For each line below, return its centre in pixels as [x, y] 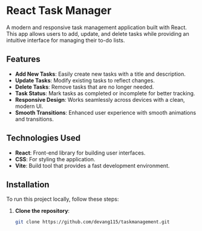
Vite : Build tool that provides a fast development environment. [92, 166]
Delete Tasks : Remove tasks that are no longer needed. [84, 87]
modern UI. [29, 106]
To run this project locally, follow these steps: [63, 199]
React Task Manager [59, 11]
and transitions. [34, 119]
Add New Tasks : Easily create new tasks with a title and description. [100, 74]
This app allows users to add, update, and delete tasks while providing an [98, 33]
